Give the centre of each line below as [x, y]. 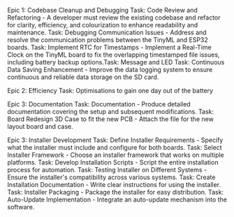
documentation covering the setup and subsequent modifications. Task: [111, 112]
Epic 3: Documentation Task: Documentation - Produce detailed [99, 104]
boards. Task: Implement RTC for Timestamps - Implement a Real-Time [109, 47]
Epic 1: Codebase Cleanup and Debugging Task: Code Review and [102, 10]
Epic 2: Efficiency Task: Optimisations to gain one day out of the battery [110, 91]
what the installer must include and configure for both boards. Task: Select [115, 147]
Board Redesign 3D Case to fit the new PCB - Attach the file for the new [111, 119]
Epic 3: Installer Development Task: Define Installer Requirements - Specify [115, 140]
